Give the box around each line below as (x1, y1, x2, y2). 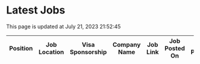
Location (38, 48, 64, 56)
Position (9, 44, 33, 52)
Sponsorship (70, 48, 107, 56)
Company (112, 41, 141, 49)
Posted (164, 44, 186, 52)
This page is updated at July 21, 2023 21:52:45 (6, 23, 121, 30)
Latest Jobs (6, 4, 65, 17)
